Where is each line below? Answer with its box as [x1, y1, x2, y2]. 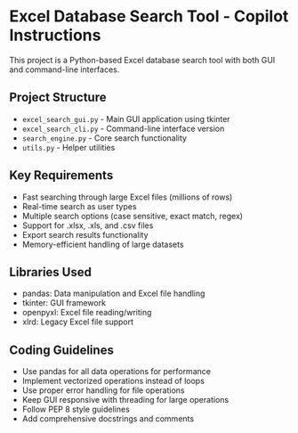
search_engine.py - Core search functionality [21, 132, 187, 143]
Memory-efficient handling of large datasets [21, 239, 184, 249]
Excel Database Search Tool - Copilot [9, 6, 289, 27]
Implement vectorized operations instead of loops [21, 376, 205, 387]
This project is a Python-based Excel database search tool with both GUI [9, 54, 276, 65]
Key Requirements [9, 167, 114, 184]
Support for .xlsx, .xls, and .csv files [21, 220, 154, 231]
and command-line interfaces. [9, 64, 120, 75]
